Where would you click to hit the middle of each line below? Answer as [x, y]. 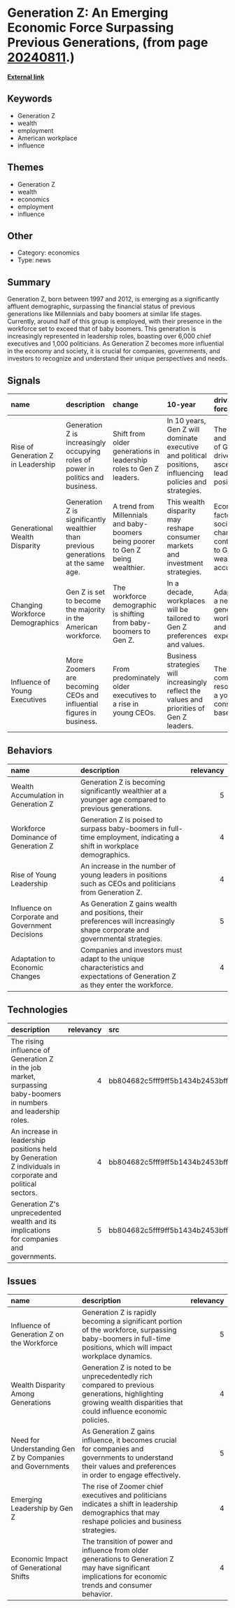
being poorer [134, 541]
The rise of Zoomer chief [122, 1486]
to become [84, 601]
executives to [135, 695]
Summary [29, 282]
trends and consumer [117, 1586]
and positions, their [112, 912]
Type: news [34, 260]
